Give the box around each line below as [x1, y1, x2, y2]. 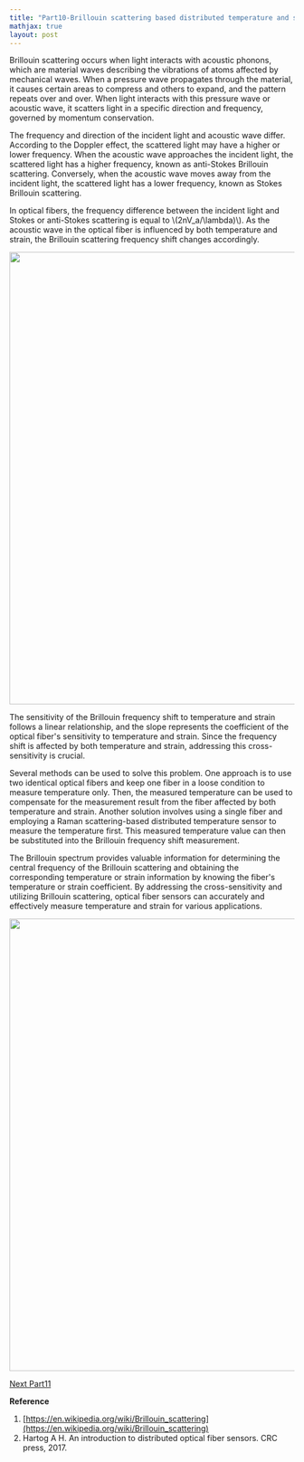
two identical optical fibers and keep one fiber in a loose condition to [9, 777, 265, 788]
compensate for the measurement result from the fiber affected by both [9, 797, 277, 808]
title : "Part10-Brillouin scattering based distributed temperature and [9, 13, 290, 23]
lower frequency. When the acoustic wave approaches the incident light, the [9, 149, 294, 160]
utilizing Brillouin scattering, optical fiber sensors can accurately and [9, 891, 265, 902]
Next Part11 [9, 1379, 52, 1390]
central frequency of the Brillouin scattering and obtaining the [9, 862, 240, 873]
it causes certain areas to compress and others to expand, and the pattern [9, 83, 287, 95]
